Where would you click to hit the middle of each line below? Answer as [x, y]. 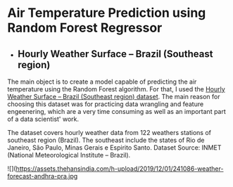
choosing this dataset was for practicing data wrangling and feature [106, 104]
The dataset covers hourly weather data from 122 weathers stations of [109, 133]
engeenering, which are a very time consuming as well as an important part [117, 111]
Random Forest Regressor [85, 28]
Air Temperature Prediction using [107, 13]
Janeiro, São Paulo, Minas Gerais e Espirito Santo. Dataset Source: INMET [114, 148]
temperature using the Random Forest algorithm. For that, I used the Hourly [116, 89]
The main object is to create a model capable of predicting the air [102, 82]
